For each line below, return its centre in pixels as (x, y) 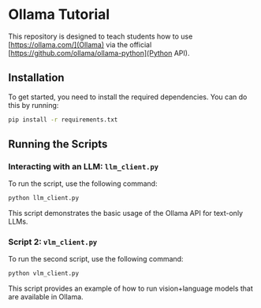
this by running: (34, 105)
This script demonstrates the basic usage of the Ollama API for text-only (125, 213)
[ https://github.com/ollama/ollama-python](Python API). (99, 53)
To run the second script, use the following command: (96, 259)
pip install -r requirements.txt (63, 120)
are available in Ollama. (46, 297)
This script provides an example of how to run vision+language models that (131, 288)
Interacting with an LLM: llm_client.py (84, 166)
